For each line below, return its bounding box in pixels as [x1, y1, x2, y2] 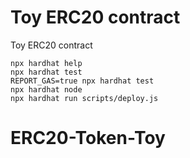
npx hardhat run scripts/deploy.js [10, 93, 159, 103]
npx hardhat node [10, 84, 83, 95]
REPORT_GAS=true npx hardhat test [10, 76, 155, 86]
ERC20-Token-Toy [10, 127, 166, 150]
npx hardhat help [10, 58, 83, 68]
